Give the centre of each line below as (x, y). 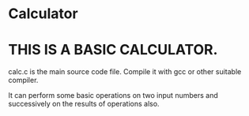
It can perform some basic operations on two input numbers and (113, 95)
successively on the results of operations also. (84, 104)
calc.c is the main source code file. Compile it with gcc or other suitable (125, 72)
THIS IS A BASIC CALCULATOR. (113, 50)
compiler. (23, 80)
